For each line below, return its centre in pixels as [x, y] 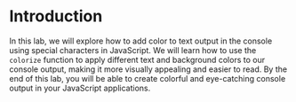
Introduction [56, 16]
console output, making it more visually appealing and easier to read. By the [148, 69]
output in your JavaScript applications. [80, 88]
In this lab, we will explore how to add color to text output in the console [141, 41]
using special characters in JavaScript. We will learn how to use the [133, 50]
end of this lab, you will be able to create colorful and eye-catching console [148, 78]
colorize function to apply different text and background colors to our [137, 59]
